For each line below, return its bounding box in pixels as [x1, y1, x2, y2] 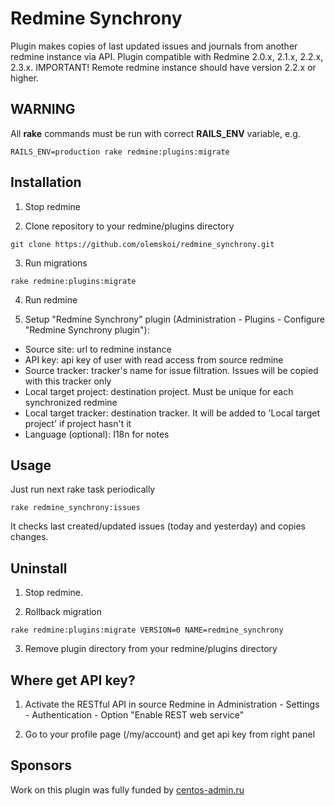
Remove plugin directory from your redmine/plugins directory [24, 643, 278, 655]
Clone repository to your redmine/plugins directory [24, 220, 235, 232]
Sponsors [10, 757, 72, 774]
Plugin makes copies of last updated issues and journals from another [10, 40, 298, 52]
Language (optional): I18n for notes [24, 428, 170, 440]
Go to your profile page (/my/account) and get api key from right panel [24, 728, 316, 740]
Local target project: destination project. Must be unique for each [24, 385, 294, 397]
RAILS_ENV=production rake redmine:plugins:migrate [10, 147, 230, 157]
